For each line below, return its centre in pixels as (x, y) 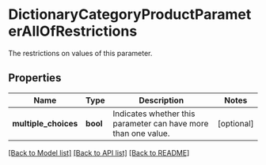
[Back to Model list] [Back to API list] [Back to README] (99, 152)
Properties (35, 78)
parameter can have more (161, 123)
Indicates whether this (154, 114)
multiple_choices (45, 123)
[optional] (236, 123)
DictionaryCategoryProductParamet (130, 15)
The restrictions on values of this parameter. (80, 53)
